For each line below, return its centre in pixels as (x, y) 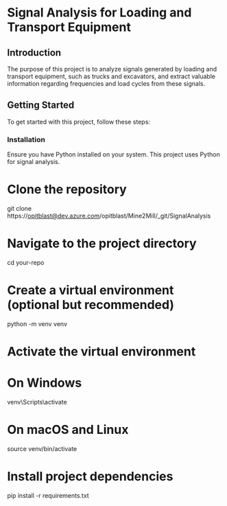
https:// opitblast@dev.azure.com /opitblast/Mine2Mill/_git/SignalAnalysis (109, 216)
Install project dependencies (90, 477)
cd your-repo (26, 262)
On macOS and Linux (68, 430)
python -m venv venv (37, 323)
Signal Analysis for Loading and (99, 13)
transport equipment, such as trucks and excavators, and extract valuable (111, 76)
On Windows (45, 383)
